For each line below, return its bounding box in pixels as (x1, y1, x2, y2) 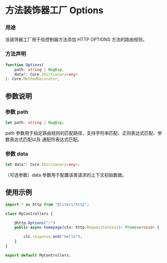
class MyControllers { (5, 211, 53, 216)
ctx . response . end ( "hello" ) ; (23, 234, 82, 239)
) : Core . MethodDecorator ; (5, 77, 60, 82)
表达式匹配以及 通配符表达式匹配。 (9, 136, 82, 142)
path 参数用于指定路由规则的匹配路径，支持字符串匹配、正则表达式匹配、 (5, 130, 158, 136)
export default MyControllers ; (5, 252, 71, 258)
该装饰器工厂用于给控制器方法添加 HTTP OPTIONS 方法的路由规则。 (5, 37, 147, 43)
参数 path (5, 108, 29, 115)
